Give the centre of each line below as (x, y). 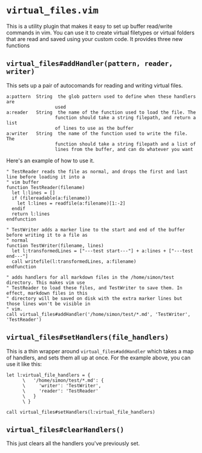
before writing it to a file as (47, 235)
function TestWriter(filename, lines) (55, 246)
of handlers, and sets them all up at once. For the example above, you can (99, 358)
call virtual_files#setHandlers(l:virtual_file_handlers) (81, 412)
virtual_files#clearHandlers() (65, 429)
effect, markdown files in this (47, 293)
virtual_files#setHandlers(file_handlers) (88, 337)
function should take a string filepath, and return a (125, 117)
